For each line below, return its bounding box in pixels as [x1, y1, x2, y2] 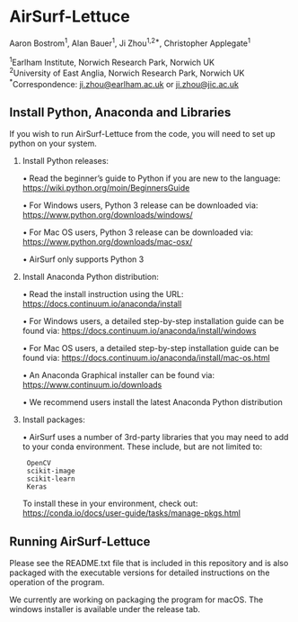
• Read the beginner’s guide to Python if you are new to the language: [22, 173, 281, 184]
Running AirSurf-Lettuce [9, 534, 151, 549]
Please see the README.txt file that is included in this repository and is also [9, 558, 289, 569]
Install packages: [22, 414, 85, 425]
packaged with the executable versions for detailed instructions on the [9, 567, 270, 578]
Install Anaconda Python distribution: [22, 272, 160, 283]
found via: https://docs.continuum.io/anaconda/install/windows [22, 326, 257, 337]
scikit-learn [26, 474, 75, 483]
